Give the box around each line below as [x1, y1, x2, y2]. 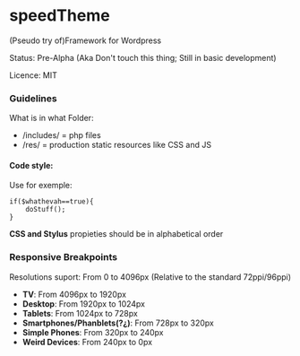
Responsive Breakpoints [9, 251, 118, 264]
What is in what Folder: [9, 113, 94, 124]
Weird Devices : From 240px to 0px [21, 336, 153, 347]
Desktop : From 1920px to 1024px [21, 298, 146, 309]
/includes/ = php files [21, 130, 101, 141]
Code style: [9, 160, 54, 170]
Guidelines [9, 91, 57, 104]
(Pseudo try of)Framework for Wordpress [9, 35, 162, 46]
